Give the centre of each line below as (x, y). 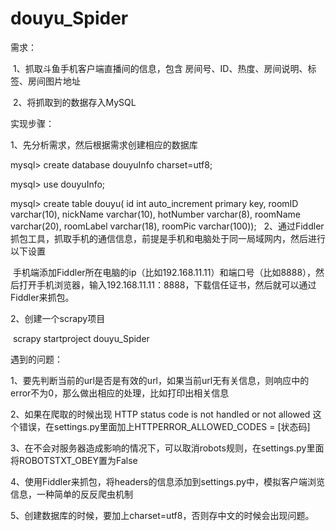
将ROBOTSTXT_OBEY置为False (74, 460)
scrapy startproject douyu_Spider (81, 338)
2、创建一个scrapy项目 (58, 318)
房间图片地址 (54, 81)
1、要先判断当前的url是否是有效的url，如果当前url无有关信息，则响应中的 (160, 380)
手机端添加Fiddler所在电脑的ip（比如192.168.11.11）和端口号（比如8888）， (164, 272)
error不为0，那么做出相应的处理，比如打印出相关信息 (120, 393)
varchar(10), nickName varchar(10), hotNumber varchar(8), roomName (155, 214)
